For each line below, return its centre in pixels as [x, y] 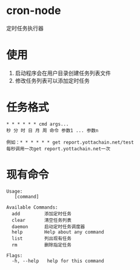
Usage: [15, 191]
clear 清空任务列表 [42, 220]
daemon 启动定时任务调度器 [48, 227]
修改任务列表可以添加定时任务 [52, 80]
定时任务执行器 [25, 28]
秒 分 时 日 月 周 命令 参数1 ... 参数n [52, 130]
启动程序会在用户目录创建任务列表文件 [63, 73]
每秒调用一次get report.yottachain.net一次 [58, 149]
